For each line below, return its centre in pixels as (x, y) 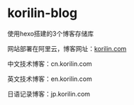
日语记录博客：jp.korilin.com (49, 94)
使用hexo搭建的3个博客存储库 (51, 33)
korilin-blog (43, 13)
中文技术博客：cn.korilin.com (50, 63)
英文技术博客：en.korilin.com (50, 79)
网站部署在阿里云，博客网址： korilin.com (67, 48)
